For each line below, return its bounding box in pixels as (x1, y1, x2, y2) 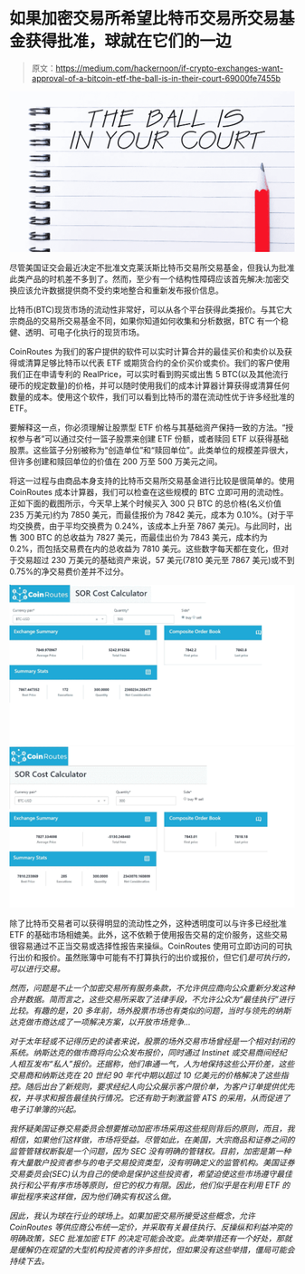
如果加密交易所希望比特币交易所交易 (9, 8, 280, 29)
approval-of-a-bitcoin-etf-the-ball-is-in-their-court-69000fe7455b (31, 73, 281, 83)
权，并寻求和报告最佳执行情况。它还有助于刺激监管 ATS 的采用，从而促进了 (9, 1092, 291, 1103)
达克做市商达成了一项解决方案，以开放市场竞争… (9, 1016, 192, 1027)
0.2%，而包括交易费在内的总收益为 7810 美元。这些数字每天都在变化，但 (9, 543, 281, 554)
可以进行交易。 (9, 963, 65, 974)
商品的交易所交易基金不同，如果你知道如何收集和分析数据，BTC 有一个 (16, 315, 281, 326)
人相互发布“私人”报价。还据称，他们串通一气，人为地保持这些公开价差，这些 (9, 1058, 295, 1069)
